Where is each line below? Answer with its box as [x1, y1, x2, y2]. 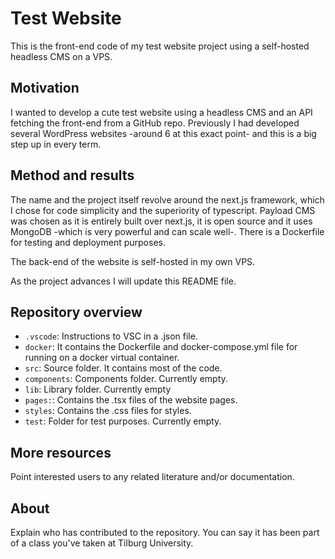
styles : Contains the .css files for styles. [24, 405, 192, 417]
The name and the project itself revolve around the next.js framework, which [10, 193, 325, 206]
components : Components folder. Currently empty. [24, 373, 228, 385]
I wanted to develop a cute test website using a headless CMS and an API [10, 106, 313, 118]
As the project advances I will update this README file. [10, 275, 237, 287]
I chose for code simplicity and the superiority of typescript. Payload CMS [10, 204, 316, 216]
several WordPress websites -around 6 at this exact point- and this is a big [10, 127, 317, 139]
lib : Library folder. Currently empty [24, 383, 172, 396]
